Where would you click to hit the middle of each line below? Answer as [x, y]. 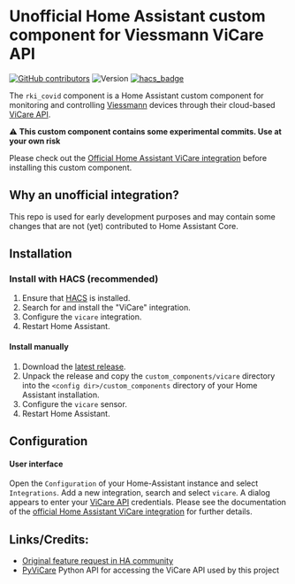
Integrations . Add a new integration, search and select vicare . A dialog [140, 493]
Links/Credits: [49, 539]
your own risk [35, 141]
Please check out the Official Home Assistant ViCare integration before [138, 158]
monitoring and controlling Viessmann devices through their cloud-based [142, 104]
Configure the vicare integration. [82, 317]
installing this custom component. [71, 167]
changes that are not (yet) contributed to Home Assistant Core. [124, 226]
